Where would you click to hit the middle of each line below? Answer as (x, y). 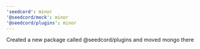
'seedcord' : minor (29, 12)
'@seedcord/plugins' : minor (42, 23)
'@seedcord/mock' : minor (37, 17)
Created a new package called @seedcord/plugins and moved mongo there (100, 40)
